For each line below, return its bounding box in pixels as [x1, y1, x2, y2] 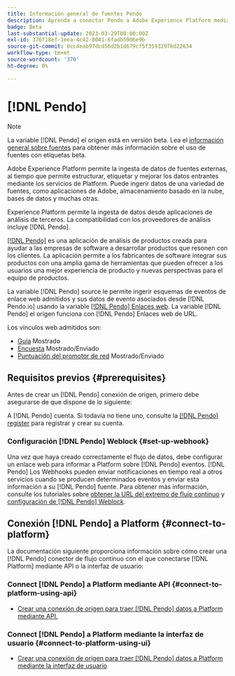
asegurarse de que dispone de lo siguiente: [7, 398, 132, 406]
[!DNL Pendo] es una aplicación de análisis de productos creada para [7, 236, 208, 244]
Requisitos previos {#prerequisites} [7, 371, 166, 383]
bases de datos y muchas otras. [7, 194, 100, 202]
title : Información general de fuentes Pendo [7, 10, 142, 18]
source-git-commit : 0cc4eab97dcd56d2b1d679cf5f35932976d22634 [7, 43, 192, 50]
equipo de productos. [7, 273, 70, 281]
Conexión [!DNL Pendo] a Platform [7, 517, 159, 530]
